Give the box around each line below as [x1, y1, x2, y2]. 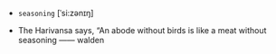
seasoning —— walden [17, 35, 105, 45]
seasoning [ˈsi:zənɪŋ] [17, 8, 94, 18]
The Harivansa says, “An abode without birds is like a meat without [17, 25, 267, 35]
